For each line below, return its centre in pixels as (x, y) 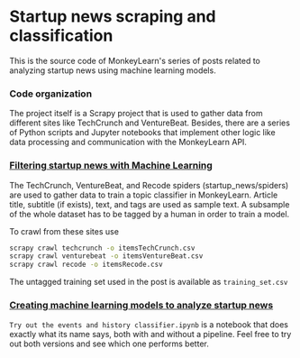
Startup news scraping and (113, 17)
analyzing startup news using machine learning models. (113, 70)
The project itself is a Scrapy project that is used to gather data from (136, 114)
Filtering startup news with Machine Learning (111, 166)
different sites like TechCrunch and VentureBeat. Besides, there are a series (150, 123)
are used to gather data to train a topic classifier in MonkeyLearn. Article (144, 195)
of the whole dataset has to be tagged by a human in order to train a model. (150, 214)
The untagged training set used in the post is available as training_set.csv (149, 282)
